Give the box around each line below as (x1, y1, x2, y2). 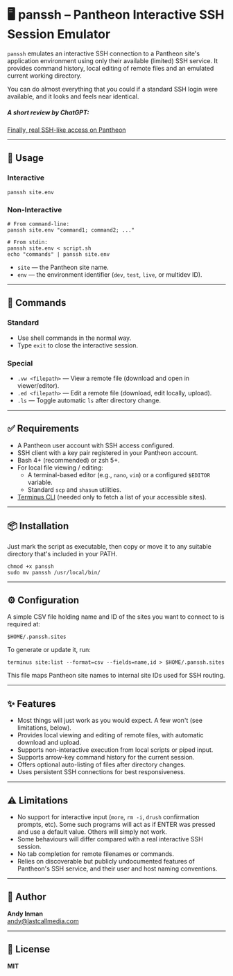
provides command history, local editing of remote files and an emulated (7, 64, 214, 72)
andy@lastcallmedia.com (7, 916, 79, 925)
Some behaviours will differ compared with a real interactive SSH (17, 834, 203, 843)
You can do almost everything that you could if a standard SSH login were (7, 85, 218, 93)
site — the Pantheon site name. (17, 263, 109, 271)
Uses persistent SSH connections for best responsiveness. (17, 768, 186, 776)
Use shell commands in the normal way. (17, 334, 132, 342)
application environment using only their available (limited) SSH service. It (7, 56, 218, 65)
